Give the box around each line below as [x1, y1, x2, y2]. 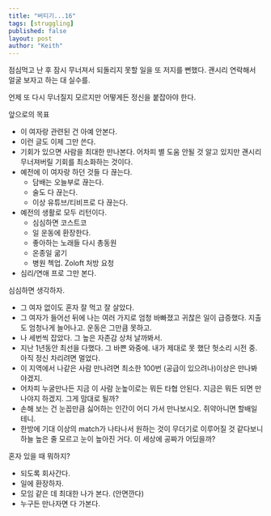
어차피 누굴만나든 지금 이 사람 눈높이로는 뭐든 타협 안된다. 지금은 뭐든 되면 [19, 383, 253, 393]
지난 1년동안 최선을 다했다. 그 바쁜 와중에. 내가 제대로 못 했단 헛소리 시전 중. [19, 343, 258, 353]
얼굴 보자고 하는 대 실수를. [8, 75, 91, 85]
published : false [8, 27, 67, 35]
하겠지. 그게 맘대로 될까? [41, 394, 120, 404]
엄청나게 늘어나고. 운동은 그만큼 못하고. [28, 323, 152, 332]
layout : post [8, 34, 53, 43]
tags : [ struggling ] [8, 19, 74, 27]
